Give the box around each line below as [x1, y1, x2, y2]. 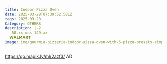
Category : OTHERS [5, 21, 41, 26]
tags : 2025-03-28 [5, 16, 41, 21]
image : [5, 40, 19, 45]
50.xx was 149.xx [11, 30, 48, 35]
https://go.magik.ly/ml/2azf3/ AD [5, 53, 73, 59]
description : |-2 [5, 26, 41, 31]
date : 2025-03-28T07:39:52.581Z [5, 12, 72, 17]
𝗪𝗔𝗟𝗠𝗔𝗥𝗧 [9, 35, 31, 40]
